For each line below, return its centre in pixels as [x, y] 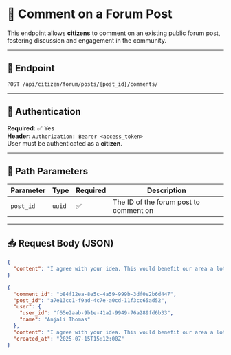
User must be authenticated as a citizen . [65, 143]
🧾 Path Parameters [48, 171]
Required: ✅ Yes [31, 128]
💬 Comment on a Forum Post [90, 14]
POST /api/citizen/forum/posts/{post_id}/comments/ [82, 84]
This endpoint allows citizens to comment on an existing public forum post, [114, 33]
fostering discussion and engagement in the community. [87, 40]
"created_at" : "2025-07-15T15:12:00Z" [69, 339]
